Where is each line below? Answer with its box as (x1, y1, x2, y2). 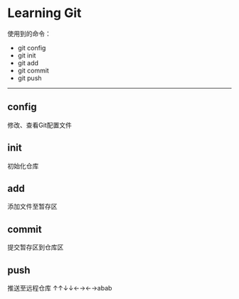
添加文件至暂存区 (7, 202, 58, 211)
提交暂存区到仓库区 (7, 243, 64, 251)
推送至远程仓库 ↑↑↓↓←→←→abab (7, 284, 112, 292)
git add (17, 58, 39, 67)
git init (17, 51, 36, 60)
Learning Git (7, 5, 82, 21)
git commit (17, 66, 50, 75)
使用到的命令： (7, 29, 51, 38)
